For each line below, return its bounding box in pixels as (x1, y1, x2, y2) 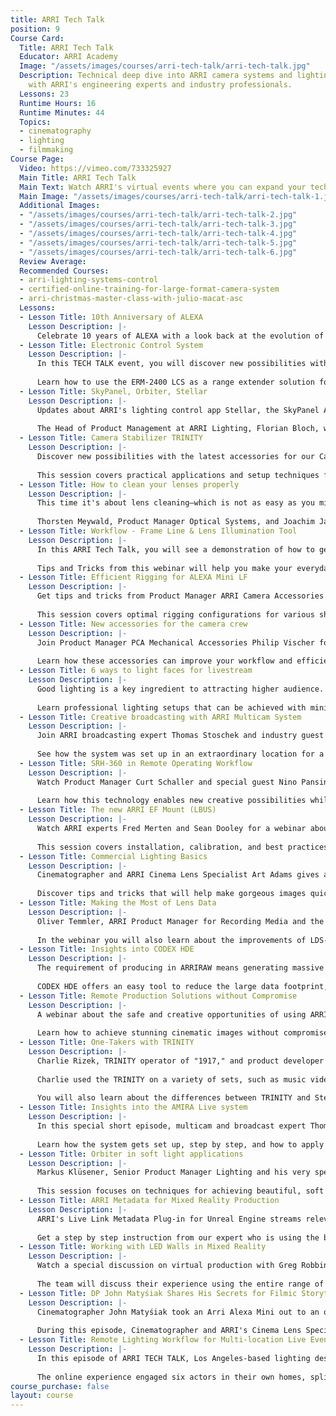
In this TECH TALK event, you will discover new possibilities (36, 359, 307, 369)
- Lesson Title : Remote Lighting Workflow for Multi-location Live (19, 1335, 307, 1345)
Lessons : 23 (19, 89, 70, 99)
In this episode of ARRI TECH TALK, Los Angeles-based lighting (36, 1353, 311, 1363)
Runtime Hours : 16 (19, 98, 97, 108)
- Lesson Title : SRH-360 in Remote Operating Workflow (19, 758, 253, 768)
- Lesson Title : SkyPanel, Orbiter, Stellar (19, 386, 208, 396)
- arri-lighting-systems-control (19, 275, 159, 285)
